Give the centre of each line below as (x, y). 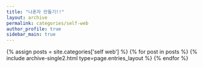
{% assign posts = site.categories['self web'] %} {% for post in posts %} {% (102, 52)
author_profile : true (34, 29)
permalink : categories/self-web (47, 23)
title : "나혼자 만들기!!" (35, 12)
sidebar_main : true (31, 35)
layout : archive (27, 18)
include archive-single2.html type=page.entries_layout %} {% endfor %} (98, 58)
